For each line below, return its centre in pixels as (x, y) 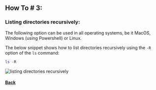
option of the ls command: (32, 53)
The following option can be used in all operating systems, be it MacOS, (78, 33)
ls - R (11, 62)
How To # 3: (24, 8)
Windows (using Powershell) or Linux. (44, 38)
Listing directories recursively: (43, 22)
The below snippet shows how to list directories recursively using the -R (78, 47)
